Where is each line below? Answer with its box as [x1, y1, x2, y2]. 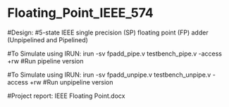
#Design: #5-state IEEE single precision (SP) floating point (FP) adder [7, 28, 209, 37]
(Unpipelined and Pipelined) [7, 35, 88, 44]
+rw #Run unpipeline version [29, 77, 114, 86]
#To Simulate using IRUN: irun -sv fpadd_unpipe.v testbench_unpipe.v [7, 70, 211, 79]
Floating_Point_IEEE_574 [7, 5, 154, 21]
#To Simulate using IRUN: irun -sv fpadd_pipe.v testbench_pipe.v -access [7, 49, 222, 58]
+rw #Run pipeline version [7, 56, 84, 65]
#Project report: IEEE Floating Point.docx [7, 92, 125, 100]
